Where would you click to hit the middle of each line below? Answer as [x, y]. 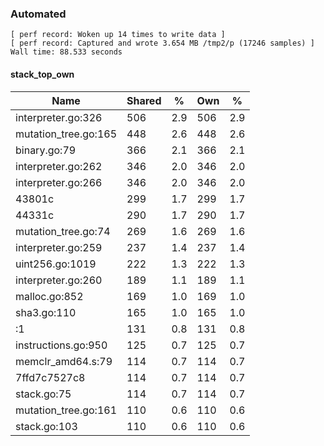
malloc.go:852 [49, 296]
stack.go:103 [46, 426]
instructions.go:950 [61, 345]
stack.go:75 [43, 394]
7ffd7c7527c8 [50, 377]
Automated [38, 14]
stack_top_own [42, 74]
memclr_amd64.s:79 [64, 361]
